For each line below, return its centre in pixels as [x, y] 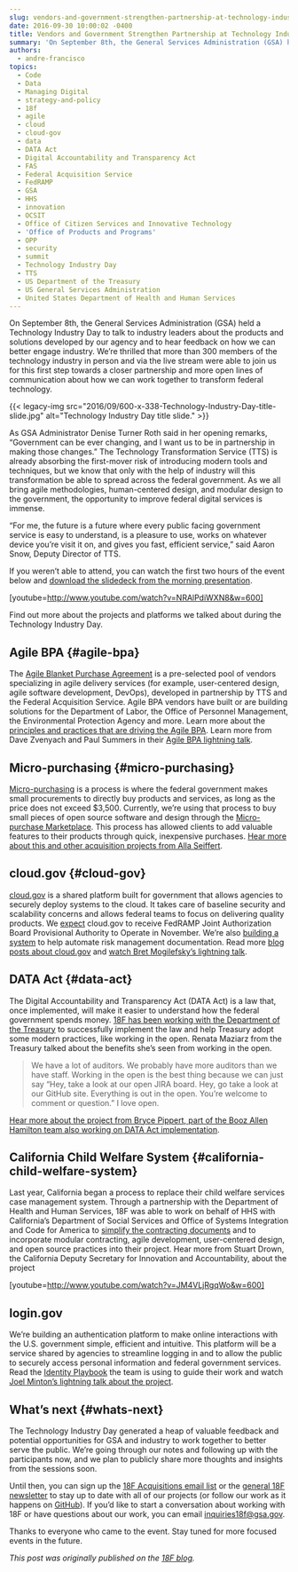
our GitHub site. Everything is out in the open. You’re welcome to [149, 1094]
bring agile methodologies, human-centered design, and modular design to [146, 490]
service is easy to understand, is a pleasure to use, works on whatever [138, 535]
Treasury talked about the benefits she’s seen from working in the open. [141, 1047]
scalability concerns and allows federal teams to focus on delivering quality [147, 913]
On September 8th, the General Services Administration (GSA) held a [135, 323]
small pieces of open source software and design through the [122, 817]
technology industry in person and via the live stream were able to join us [143, 361]
